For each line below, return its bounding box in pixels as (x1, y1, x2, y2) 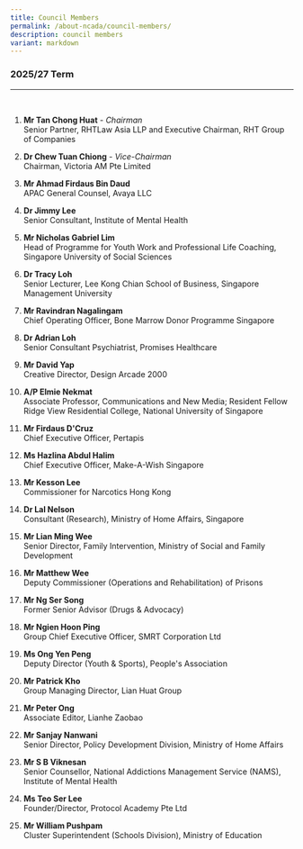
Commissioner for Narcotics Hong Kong (22, 486, 172, 497)
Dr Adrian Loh (22, 332, 76, 343)
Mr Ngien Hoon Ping (22, 621, 101, 632)
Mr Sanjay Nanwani (22, 729, 98, 740)
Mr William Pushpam (22, 820, 102, 831)
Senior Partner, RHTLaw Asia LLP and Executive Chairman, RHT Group (22, 123, 285, 135)
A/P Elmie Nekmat (22, 386, 93, 397)
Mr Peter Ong (22, 702, 75, 713)
